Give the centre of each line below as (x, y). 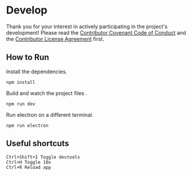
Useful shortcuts (38, 143)
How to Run (28, 57)
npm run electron (27, 126)
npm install (21, 82)
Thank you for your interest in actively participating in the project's (87, 26)
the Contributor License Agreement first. (55, 39)
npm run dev (21, 104)
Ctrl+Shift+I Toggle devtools (43, 157)
